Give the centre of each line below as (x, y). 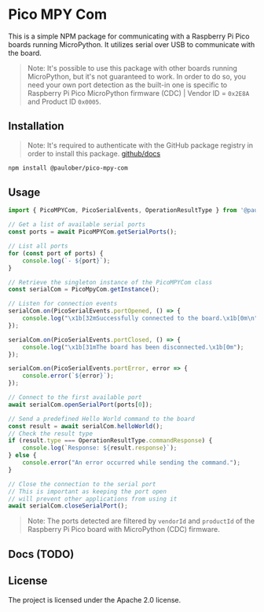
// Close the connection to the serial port (82, 484)
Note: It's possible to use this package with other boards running (132, 68)
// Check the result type (50, 434)
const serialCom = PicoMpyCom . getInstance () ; (84, 290)
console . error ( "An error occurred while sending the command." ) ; (132, 463)
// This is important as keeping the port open (88, 491)
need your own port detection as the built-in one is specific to (127, 85)
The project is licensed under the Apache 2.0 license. (95, 599)
